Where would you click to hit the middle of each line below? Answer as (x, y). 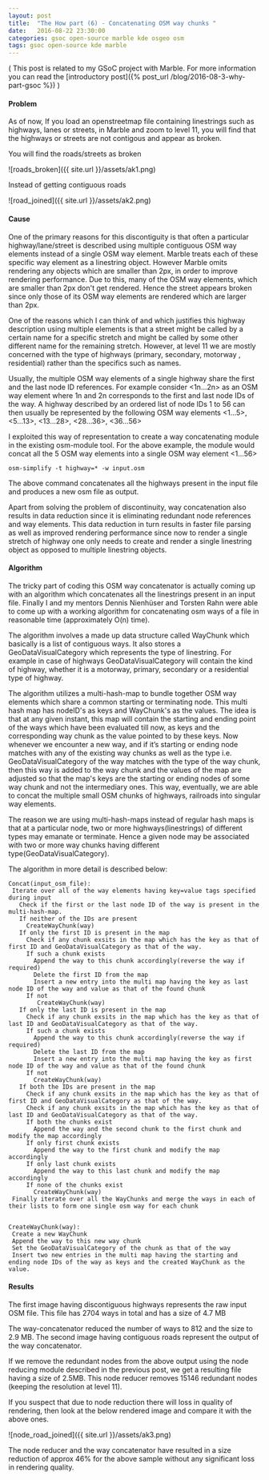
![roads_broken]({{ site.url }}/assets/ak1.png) (82, 170)
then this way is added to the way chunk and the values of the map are (125, 770)
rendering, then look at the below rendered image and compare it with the (130, 1410)
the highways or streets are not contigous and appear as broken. (115, 139)
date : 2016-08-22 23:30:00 (57, 30)
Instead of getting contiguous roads (67, 185)
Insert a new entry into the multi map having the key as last (141, 982)
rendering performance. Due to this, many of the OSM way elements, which (133, 279)
